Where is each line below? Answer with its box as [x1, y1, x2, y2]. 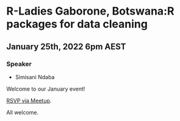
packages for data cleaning [6, 17, 148, 31]
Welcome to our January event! [6, 85, 85, 92]
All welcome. [6, 108, 38, 116]
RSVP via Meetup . [6, 97, 52, 104]
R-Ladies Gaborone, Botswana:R [6, 4, 175, 18]
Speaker [6, 60, 32, 68]
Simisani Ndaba [15, 73, 55, 80]
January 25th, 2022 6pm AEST [6, 41, 126, 52]
